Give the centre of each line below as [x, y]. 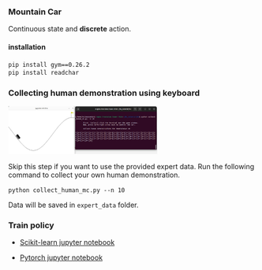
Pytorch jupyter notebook [61, 257]
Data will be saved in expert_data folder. [73, 205]
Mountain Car [35, 12]
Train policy [31, 225]
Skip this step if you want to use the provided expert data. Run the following [131, 166]
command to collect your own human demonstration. [94, 175]
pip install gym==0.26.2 [49, 65]
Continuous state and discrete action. [70, 29]
